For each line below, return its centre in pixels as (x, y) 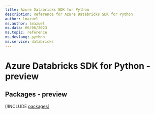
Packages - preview (36, 95)
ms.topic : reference (26, 32)
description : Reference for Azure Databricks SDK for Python (69, 14)
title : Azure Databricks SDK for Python (47, 10)
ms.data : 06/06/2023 (26, 28)
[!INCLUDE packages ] (27, 106)
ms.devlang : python (25, 37)
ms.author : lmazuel (25, 23)
